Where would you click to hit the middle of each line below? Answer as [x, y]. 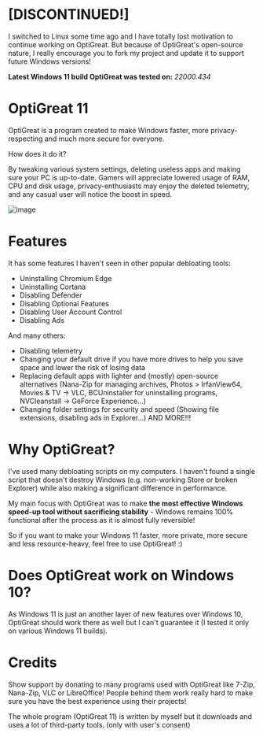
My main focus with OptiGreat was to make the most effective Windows [126, 503]
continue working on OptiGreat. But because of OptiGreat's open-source [126, 44]
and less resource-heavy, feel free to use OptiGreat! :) [95, 543]
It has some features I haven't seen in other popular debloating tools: [120, 263]
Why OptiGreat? [62, 450]
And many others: [37, 335]
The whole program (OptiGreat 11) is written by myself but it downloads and [130, 716]
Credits [33, 662]
